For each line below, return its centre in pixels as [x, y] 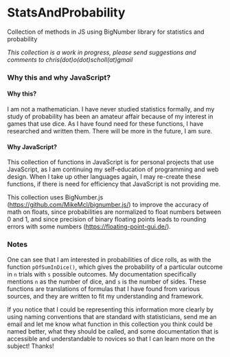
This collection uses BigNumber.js [55, 197]
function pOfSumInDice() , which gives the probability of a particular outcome [115, 267]
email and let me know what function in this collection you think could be [110, 324]
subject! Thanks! [31, 346]
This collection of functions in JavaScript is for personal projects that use [111, 162]
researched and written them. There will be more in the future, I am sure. [110, 131]
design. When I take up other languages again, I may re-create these [104, 177]
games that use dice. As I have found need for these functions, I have [105, 124]
